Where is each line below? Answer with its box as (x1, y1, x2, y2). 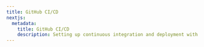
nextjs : (6, 15, 26, 21)
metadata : (12, 20, 37, 26)
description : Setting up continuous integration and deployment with (17, 32, 199, 38)
